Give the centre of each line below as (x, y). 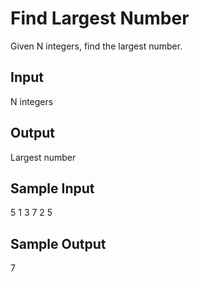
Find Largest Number (100, 18)
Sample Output (58, 243)
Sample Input (52, 188)
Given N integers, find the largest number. (96, 46)
